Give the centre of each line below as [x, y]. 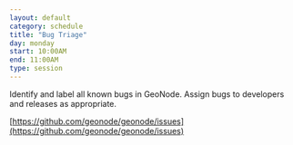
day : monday [32, 43]
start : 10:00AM [38, 52]
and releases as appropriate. [63, 103]
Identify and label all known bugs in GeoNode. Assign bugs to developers [147, 94]
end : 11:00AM [34, 60]
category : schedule [46, 26]
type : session [36, 69]
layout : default [40, 18]
